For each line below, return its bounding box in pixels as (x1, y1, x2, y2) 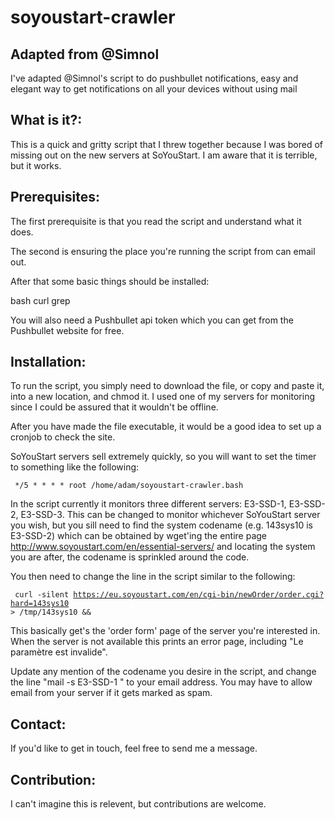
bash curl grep (10, 294, 71, 306)
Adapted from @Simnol (10, 46, 160, 63)
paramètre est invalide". (10, 646, 108, 658)
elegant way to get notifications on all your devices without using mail (10, 83, 298, 95)
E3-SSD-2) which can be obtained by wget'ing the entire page (10, 530, 267, 542)
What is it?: (10, 112, 83, 129)
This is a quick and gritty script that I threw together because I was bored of (10, 138, 323, 150)
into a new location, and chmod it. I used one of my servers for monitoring (10, 391, 315, 403)
